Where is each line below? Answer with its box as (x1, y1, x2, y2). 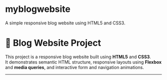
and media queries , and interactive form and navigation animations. (5, 64, 144, 70)
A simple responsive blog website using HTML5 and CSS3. (5, 20, 126, 26)
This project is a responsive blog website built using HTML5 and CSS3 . (5, 54, 152, 60)
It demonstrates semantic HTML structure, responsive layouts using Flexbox (5, 59, 162, 65)
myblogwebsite (5, 3, 71, 15)
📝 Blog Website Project (5, 37, 101, 49)
